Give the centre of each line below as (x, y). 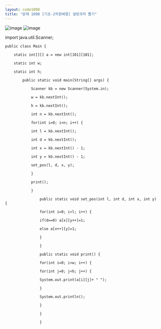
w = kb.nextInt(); (49, 97)
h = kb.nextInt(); (49, 106)
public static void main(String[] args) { (66, 80)
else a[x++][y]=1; (58, 229)
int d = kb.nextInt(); (54, 140)
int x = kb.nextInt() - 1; (58, 148)
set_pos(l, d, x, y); (53, 165)
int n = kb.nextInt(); (54, 114)
